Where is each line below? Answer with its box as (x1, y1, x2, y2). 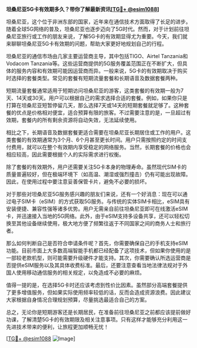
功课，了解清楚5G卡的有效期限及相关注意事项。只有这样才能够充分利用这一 (6, 316, 188, 323)
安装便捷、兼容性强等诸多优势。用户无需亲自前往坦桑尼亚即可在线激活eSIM (6, 205, 188, 212)
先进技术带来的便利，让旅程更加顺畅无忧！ (6, 323, 109, 330)
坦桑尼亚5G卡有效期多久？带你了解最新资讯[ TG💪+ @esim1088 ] (6, 6, 159, 12)
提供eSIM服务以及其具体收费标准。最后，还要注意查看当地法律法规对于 (11, 262, 183, 269)
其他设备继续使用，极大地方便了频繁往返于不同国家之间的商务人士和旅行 (16, 220, 191, 227)
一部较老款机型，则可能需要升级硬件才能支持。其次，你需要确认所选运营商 (6, 255, 186, 261)
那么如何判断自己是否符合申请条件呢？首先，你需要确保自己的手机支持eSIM (6, 240, 188, 246)
